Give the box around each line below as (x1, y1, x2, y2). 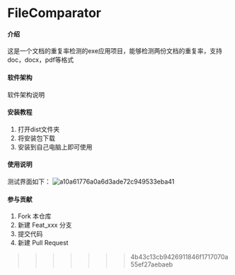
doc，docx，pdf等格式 (7, 55, 74, 64)
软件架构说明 (7, 90, 45, 99)
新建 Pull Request (17, 239, 69, 247)
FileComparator (7, 5, 101, 21)
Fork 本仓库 (17, 212, 52, 220)
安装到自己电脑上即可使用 (17, 142, 93, 151)
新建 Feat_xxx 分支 (17, 221, 72, 230)
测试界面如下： (7, 177, 51, 186)
